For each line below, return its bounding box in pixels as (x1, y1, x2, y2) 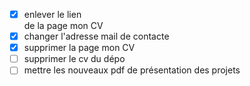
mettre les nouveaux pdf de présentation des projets (23, 64, 241, 76)
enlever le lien (23, 9, 82, 20)
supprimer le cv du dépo (23, 53, 126, 65)
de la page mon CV (23, 20, 104, 32)
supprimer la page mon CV (23, 42, 136, 54)
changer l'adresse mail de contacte (23, 30, 170, 43)
